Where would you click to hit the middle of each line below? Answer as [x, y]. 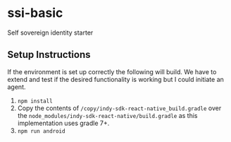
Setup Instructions [49, 55]
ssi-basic [35, 13]
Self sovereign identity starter [50, 32]
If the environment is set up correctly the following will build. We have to [112, 71]
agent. [17, 87]
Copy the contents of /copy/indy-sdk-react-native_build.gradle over [119, 108]
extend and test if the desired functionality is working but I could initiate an [115, 79]
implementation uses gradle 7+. [63, 123]
